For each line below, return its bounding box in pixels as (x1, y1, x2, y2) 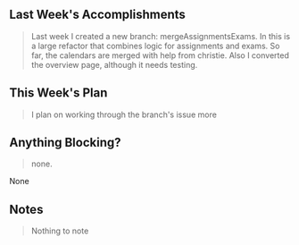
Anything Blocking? (9, 135, 122, 150)
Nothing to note (30, 225, 89, 236)
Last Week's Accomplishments (9, 7, 186, 22)
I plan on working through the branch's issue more (30, 109, 217, 120)
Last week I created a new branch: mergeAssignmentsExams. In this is (30, 30, 291, 41)
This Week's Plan (9, 85, 108, 101)
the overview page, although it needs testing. (30, 59, 198, 70)
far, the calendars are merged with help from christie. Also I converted (30, 49, 290, 61)
